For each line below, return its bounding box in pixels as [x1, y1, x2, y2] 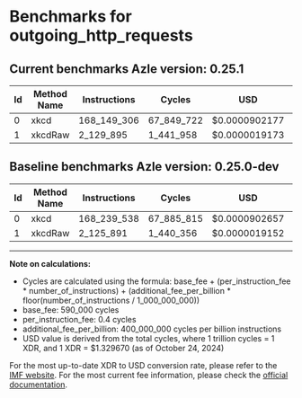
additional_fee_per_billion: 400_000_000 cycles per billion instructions [22, 323, 281, 334]
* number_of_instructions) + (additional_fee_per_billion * [22, 285, 231, 296]
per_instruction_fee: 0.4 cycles [22, 314, 137, 324]
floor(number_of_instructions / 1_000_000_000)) [22, 295, 200, 305]
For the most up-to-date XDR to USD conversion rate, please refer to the [9, 359, 278, 370]
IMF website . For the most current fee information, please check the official [9, 369, 289, 380]
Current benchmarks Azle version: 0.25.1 [9, 61, 244, 76]
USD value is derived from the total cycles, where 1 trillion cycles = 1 [22, 332, 275, 343]
